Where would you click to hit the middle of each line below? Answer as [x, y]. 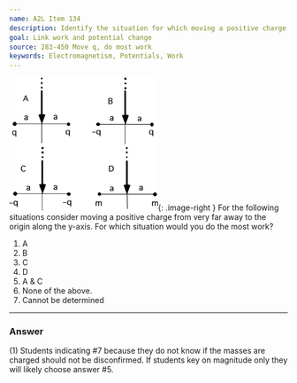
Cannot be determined [63, 301]
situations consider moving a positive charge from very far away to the [138, 217]
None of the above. [57, 291]
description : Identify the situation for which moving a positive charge [148, 28]
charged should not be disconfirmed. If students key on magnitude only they [148, 360]
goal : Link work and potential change [80, 37]
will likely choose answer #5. [61, 370]
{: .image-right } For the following [218, 207]
